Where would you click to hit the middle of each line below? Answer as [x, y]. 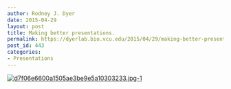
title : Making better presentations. [61, 33]
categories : [24, 52]
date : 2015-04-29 [32, 20]
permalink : [23, 39]
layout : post [26, 26]
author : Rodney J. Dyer [41, 13]
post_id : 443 [26, 46]
